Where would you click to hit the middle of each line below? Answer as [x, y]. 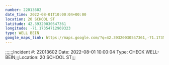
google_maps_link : [24, 38]
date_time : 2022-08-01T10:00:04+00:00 [46, 14]
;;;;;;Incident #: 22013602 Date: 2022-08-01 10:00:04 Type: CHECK [75, 52]
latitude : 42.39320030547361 [36, 24]
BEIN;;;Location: [22, 57]
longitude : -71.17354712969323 [38, 28]
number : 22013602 [23, 10]
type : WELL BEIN [22, 33]
